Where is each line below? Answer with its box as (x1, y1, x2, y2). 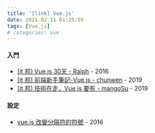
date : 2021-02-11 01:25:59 (7, 16, 84, 23)
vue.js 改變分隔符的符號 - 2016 (16, 117, 104, 126)
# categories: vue (7, 29, 59, 36)
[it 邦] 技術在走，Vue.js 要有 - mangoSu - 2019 (16, 85, 148, 93)
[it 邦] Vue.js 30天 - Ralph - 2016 (16, 68, 109, 76)
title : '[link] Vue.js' (7, 10, 75, 17)
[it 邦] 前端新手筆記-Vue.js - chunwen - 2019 (16, 76, 143, 84)
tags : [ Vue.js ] (7, 23, 51, 29)
